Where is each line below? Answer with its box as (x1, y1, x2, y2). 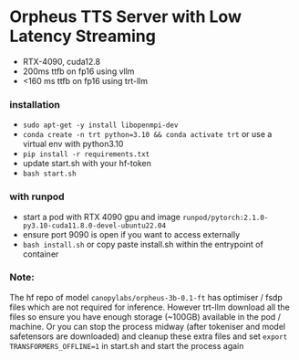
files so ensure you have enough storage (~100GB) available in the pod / (9, 311, 281, 322)
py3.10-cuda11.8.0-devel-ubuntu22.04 (22, 221, 167, 230)
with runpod (9, 190, 66, 203)
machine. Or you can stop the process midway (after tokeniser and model (9, 321, 285, 332)
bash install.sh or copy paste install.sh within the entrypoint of (22, 238, 264, 249)
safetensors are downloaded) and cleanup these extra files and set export (9, 331, 288, 342)
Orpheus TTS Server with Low (9, 6, 242, 27)
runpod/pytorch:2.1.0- (181, 213, 269, 222)
